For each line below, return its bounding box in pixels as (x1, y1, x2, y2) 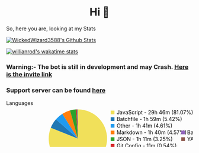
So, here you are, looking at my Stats (6, 25, 96, 32)
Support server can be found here (6, 86, 105, 94)
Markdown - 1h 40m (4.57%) (116, 129, 187, 136)
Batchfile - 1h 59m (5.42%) (116, 116, 182, 123)
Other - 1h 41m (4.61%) (116, 122, 173, 129)
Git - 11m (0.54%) (116, 142, 177, 149)
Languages (6, 100, 34, 107)
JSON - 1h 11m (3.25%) (116, 136, 173, 143)
